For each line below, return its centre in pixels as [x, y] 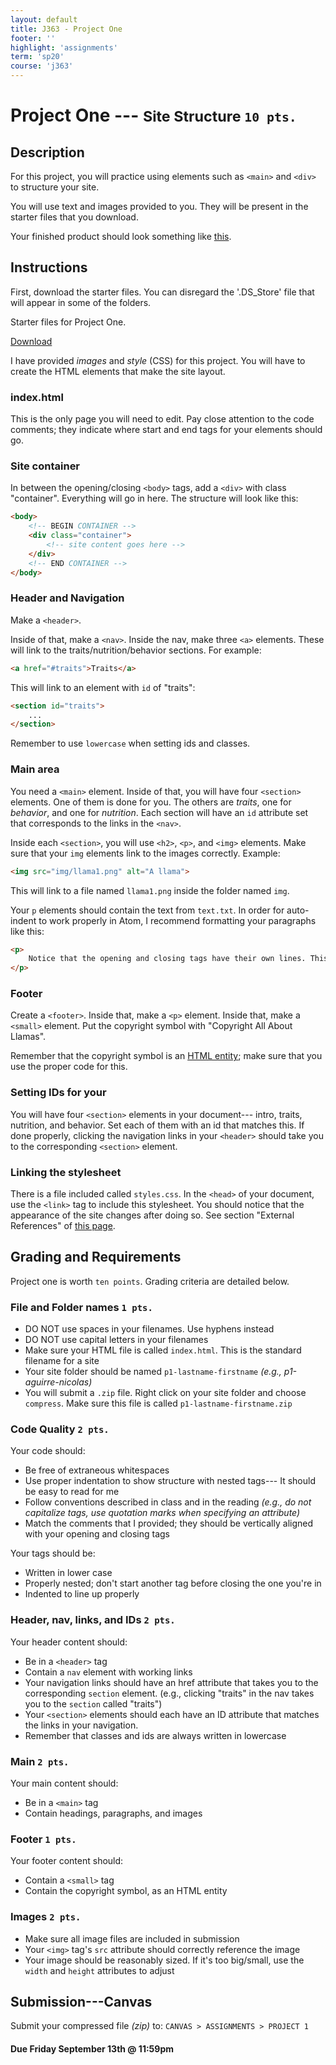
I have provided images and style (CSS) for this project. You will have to [158, 360]
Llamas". [28, 1037]
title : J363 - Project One [66, 29]
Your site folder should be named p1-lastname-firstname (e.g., [153, 1372]
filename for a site [62, 1361]
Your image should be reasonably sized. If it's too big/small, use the [164, 1960]
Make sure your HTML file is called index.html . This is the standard [163, 1350]
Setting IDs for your [58, 1093]
